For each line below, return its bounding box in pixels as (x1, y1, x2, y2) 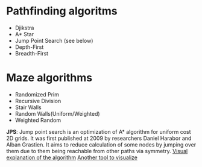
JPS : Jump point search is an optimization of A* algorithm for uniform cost (6, 128, 191, 135)
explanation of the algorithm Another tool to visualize (6, 154, 137, 161)
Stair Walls (14, 104, 42, 111)
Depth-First (14, 43, 44, 51)
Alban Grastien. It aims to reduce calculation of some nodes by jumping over (6, 140, 197, 148)
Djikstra (14, 24, 34, 31)
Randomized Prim (14, 90, 59, 98)
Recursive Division (14, 97, 62, 104)
